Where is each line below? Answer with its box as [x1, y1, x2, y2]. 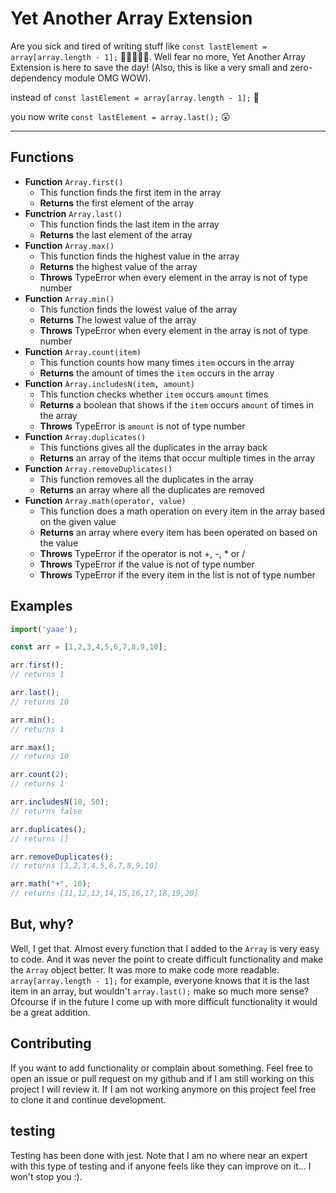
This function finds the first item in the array [39, 186, 222, 198]
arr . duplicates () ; [10, 824, 87, 834]
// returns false [10, 806, 83, 816]
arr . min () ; [10, 715, 56, 725]
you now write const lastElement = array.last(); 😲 [10, 110, 231, 122]
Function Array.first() [24, 175, 124, 187]
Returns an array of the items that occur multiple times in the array [39, 452, 316, 464]
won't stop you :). [10, 1170, 83, 1182]
